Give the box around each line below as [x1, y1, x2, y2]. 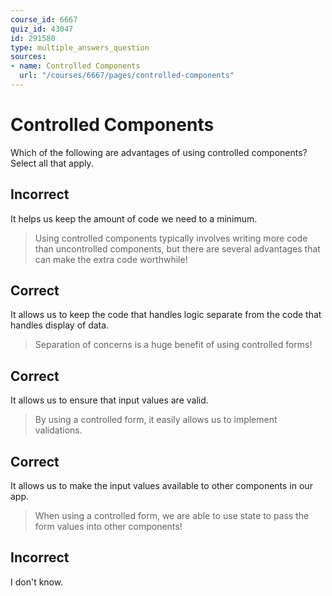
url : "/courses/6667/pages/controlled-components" [19, 71, 235, 81]
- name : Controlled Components [10, 61, 141, 71]
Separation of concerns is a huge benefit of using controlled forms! [34, 339, 313, 351]
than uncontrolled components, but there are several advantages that [34, 242, 321, 255]
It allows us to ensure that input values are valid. [10, 394, 209, 406]
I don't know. [10, 576, 64, 588]
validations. [34, 424, 83, 436]
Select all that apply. [10, 157, 94, 169]
